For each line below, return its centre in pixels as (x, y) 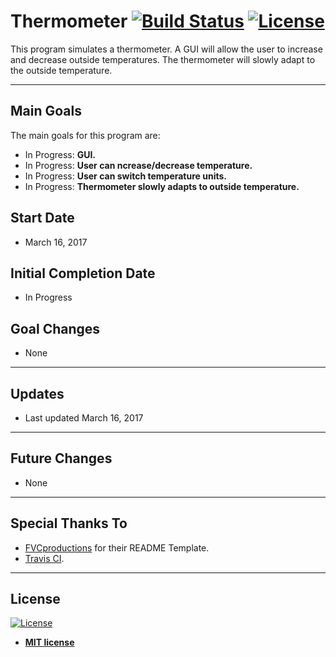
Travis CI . (44, 558)
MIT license (49, 642)
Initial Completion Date (83, 273)
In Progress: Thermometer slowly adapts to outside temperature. (162, 186)
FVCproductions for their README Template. (117, 547)
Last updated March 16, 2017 (84, 418)
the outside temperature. (61, 70)
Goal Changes (55, 328)
